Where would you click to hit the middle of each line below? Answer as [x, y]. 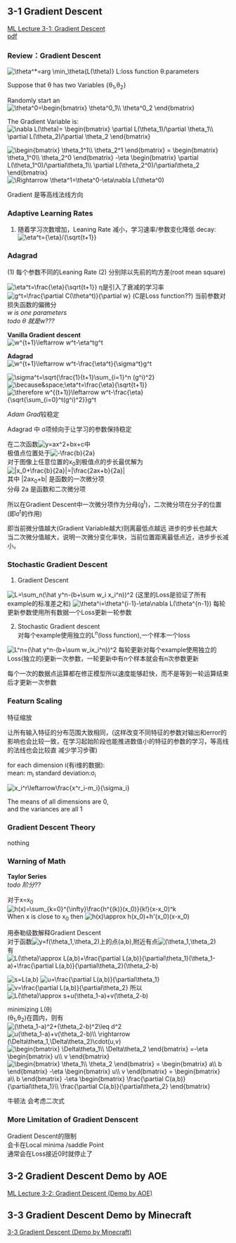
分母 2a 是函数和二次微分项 [47, 489]
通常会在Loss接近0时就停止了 [50, 1154]
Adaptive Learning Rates [50, 213]
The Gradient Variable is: [43, 121]
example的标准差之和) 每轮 [117, 603]
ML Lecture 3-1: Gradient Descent [56, 28]
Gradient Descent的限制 [42, 1136]
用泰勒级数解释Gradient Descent [54, 932]
